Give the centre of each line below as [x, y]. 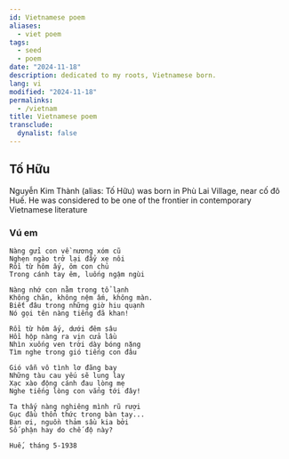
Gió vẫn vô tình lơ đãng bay [63, 367]
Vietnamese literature [48, 209]
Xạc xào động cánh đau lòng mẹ [67, 383]
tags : [19, 42]
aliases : [25, 26]
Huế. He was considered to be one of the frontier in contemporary [130, 200]
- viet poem [40, 34]
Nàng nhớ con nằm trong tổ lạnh [69, 290]
